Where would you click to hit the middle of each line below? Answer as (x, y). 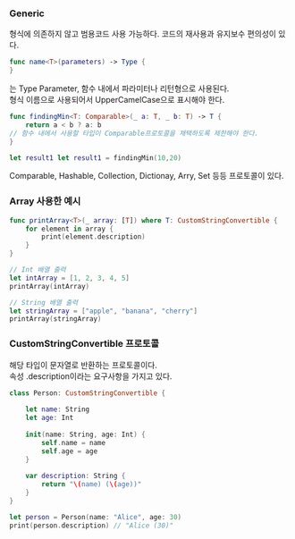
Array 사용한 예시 (45, 201)
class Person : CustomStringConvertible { (88, 393)
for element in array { (70, 229)
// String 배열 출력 (44, 302)
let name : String (58, 409)
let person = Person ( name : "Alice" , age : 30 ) (96, 517)
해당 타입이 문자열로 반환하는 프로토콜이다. (84, 365)
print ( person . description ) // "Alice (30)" (92, 526)
